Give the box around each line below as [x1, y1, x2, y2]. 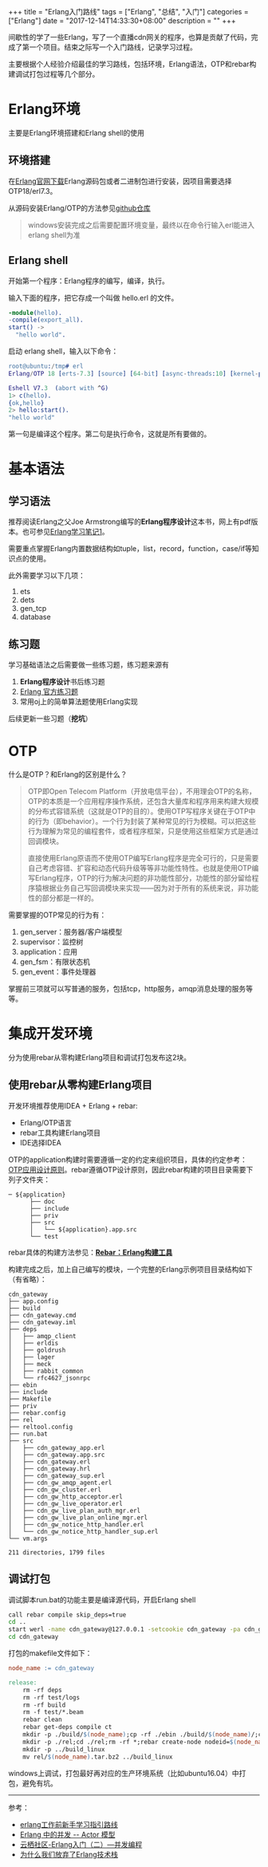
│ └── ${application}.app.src [29, 1225, 137, 1234]
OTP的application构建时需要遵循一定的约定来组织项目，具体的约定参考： [8, 1155, 247, 1164]
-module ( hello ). [8, 309, 62, 317]
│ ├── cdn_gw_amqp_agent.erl [8, 1479, 112, 1487]
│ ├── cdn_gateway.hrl [8, 1464, 91, 1473]
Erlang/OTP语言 [19, 1117, 73, 1127]
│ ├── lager [8, 1353, 56, 1361]
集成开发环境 [8, 1025, 93, 1043]
